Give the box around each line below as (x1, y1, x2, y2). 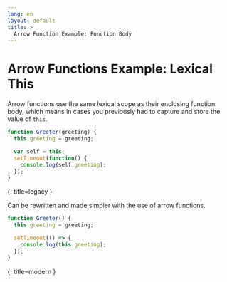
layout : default (7, 17, 56, 24)
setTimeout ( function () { (14, 155, 88, 162)
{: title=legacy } (7, 187, 53, 196)
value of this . (7, 115, 48, 123)
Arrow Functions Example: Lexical (7, 61, 213, 77)
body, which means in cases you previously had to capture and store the (7, 108, 221, 116)
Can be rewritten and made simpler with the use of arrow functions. (7, 201, 206, 210)
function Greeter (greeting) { (7, 129, 97, 136)
